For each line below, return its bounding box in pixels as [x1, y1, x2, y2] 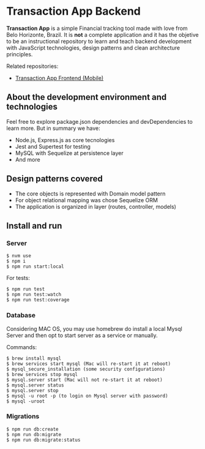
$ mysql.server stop [6, 387, 59, 393]
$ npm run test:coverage [6, 297, 70, 303]
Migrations [6, 412, 40, 421]
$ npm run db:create [6, 426, 59, 432]
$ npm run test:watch [6, 292, 62, 298]
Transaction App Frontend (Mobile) [15, 74, 104, 81]
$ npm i [6, 258, 26, 265]
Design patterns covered [6, 173, 103, 184]
